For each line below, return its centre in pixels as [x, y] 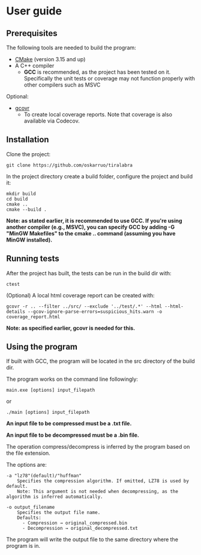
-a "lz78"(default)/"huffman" [44, 476]
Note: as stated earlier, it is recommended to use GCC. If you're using [94, 220]
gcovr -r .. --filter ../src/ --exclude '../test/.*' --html [84, 306]
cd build [17, 199]
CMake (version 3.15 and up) [50, 59]
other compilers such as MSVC [62, 85]
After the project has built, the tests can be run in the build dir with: [89, 273]
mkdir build [21, 193]
